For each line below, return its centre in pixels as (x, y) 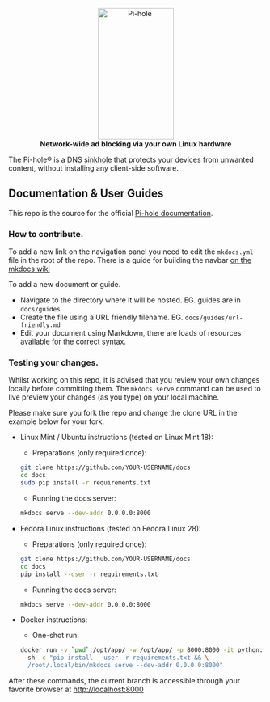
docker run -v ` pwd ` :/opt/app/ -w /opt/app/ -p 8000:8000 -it (127, 650)
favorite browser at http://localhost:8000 (76, 689)
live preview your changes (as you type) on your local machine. (114, 397)
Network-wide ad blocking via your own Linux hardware (136, 144)
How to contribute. (46, 234)
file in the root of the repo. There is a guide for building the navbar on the (130, 260)
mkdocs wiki (29, 269)
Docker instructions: (54, 620)
